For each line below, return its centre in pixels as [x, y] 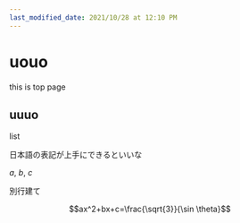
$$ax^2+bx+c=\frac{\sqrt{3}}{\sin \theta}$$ [150, 209]
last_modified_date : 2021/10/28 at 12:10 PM [93, 17]
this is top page [37, 87]
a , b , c [21, 173]
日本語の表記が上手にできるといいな [76, 155]
